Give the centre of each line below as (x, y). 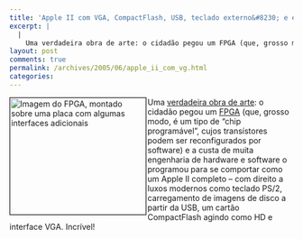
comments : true (38, 60)
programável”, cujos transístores (207, 131)
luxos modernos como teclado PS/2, (215, 188)
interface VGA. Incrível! (52, 226)
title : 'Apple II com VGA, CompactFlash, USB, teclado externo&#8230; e (149, 18)
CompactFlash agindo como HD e (210, 216)
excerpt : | (30, 26)
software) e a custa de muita (201, 150)
